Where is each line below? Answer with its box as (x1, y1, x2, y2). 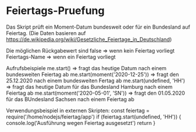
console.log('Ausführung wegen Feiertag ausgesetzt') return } (6, 119, 156, 126)
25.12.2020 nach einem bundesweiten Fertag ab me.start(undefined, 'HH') (6, 77, 185, 84)
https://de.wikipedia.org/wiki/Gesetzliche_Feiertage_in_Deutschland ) (6, 36, 172, 43)
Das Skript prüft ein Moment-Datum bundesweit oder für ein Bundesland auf (6, 23, 190, 30)
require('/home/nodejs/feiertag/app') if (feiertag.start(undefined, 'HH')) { (6, 113, 181, 120)
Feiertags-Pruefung (6, 4, 105, 18)
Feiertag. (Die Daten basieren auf (6, 29, 86, 36)
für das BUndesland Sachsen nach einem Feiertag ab (6, 95, 135, 103)
